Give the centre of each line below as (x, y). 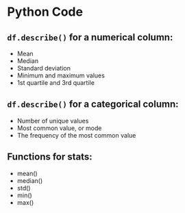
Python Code (45, 12)
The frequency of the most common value (76, 135)
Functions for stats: (50, 157)
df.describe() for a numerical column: (90, 37)
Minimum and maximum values (61, 75)
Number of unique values (53, 121)
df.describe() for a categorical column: (93, 104)
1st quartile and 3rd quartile (56, 83)
